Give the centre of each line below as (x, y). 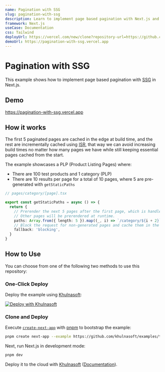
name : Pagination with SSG (33, 10)
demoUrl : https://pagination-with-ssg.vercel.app (57, 42)
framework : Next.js (25, 23)
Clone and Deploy (27, 317)
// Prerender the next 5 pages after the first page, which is (80, 211)
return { (18, 207)
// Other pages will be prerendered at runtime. (65, 216)
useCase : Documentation (29, 28)
